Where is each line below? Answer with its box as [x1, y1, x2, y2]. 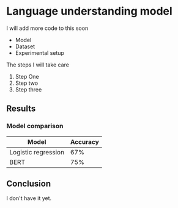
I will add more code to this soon [6, 24, 89, 32]
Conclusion [6, 179, 51, 189]
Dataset [15, 43, 35, 50]
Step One [15, 73, 40, 80]
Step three [15, 85, 42, 93]
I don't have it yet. [6, 195, 52, 202]
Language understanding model [6, 4, 172, 18]
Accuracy [70, 137, 99, 146]
